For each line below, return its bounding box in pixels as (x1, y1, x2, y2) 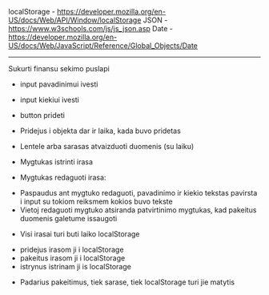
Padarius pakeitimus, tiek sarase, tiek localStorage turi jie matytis (19, 277, 235, 287)
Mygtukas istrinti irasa (19, 157, 94, 167)
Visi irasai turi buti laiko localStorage (19, 229, 140, 239)
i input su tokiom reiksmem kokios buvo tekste (19, 196, 174, 206)
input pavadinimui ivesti (19, 79, 98, 89)
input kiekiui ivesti (19, 95, 80, 104)
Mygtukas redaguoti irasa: (19, 172, 106, 182)
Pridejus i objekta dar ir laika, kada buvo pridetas (19, 126, 182, 135)
